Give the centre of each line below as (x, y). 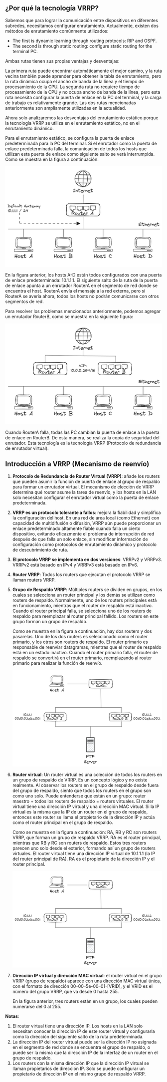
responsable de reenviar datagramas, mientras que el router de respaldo (87, 647)
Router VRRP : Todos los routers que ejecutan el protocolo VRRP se (81, 574)
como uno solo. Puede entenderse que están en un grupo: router (79, 796)
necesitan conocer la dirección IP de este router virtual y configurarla (84, 1031)
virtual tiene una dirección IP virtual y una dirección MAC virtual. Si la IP (86, 806)
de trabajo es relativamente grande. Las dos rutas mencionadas (71, 103)
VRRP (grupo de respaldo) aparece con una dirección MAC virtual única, (87, 981)
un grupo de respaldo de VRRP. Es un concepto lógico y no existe (80, 780)
